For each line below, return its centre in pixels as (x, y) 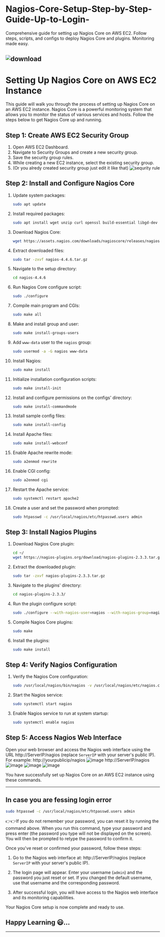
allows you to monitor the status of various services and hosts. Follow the (80, 114)
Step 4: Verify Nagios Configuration (61, 665)
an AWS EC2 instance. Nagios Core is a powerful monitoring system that (79, 110)
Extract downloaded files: (38, 250)
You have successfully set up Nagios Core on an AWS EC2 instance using (80, 774)
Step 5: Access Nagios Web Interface (64, 738)
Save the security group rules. (43, 158)
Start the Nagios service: (38, 695)
